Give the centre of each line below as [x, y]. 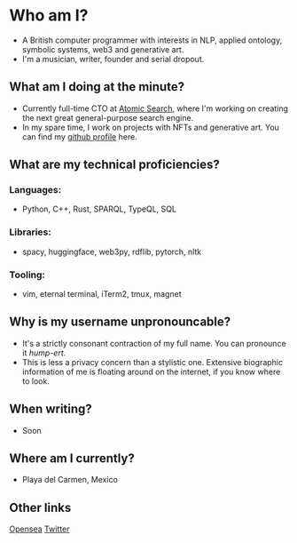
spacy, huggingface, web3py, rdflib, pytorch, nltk [112, 252]
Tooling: [27, 275]
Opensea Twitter [39, 529]
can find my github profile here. [79, 136]
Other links [40, 507]
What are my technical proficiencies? [114, 165]
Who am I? [49, 16]
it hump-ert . [44, 353]
